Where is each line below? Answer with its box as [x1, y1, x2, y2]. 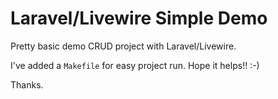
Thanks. [10, 78, 44, 91]
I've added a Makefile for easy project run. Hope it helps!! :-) [10, 59, 260, 71]
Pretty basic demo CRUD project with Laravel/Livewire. [10, 40, 237, 52]
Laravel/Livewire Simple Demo [10, 7, 268, 30]
